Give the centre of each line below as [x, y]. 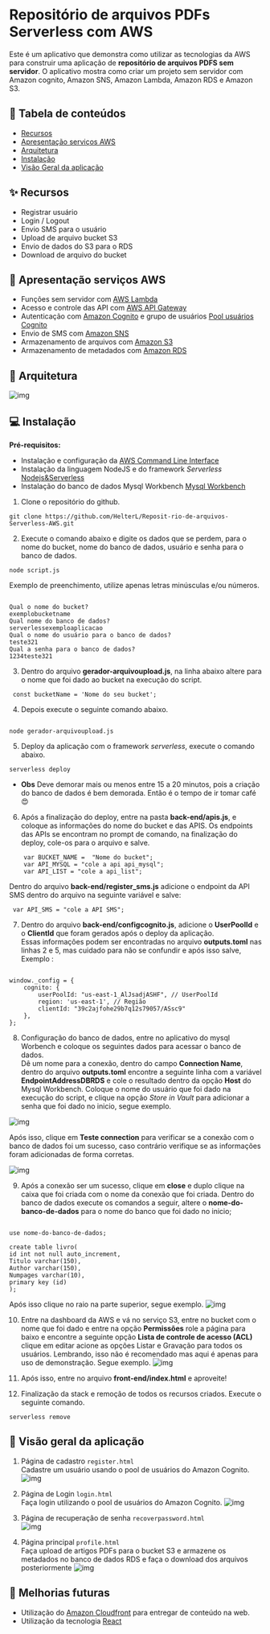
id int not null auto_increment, [65, 1254]
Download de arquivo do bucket [74, 254]
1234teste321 [31, 656]
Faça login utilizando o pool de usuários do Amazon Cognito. [121, 1502]
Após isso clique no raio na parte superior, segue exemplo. [106, 1304]
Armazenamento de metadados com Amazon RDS [104, 351]
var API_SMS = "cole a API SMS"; [69, 910]
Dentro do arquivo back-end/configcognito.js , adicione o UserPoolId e [140, 924]
